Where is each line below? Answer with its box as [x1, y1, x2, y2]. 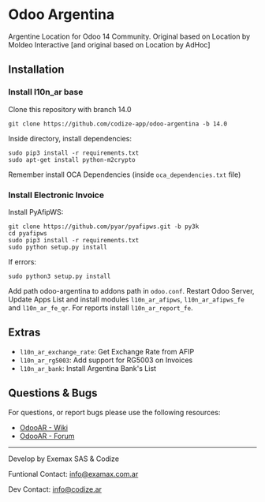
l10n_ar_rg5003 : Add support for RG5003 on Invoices [19, 355, 193, 365]
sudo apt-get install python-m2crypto [8, 155, 136, 163]
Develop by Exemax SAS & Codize [8, 454, 120, 463]
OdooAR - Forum [19, 431, 75, 440]
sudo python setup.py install [8, 243, 108, 251]
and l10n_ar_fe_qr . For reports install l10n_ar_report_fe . [8, 302, 193, 313]
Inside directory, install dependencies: [8, 133, 132, 143]
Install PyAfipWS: [8, 207, 64, 216]
